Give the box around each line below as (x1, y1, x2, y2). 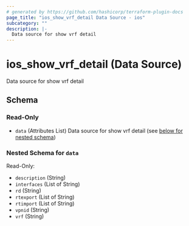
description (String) (15, 174, 66, 182)
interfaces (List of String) (15, 181, 80, 188)
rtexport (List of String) (15, 193, 75, 201)
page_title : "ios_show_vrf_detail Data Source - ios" (6, 15, 146, 21)
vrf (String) (15, 213, 44, 220)
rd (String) (15, 187, 41, 194)
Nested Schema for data (6, 148, 79, 157)
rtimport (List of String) (15, 200, 75, 207)
